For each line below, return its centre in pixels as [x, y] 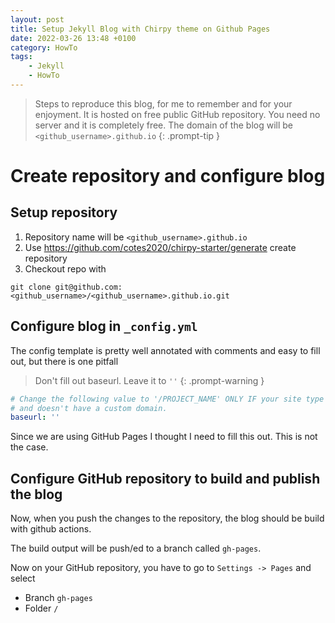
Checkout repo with [65, 268]
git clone [31, 287]
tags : [21, 57]
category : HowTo [44, 47]
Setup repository [64, 212]
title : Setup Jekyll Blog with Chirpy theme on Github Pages [140, 29]
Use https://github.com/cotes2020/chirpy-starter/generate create [160, 247]
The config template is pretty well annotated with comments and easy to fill [165, 350]
